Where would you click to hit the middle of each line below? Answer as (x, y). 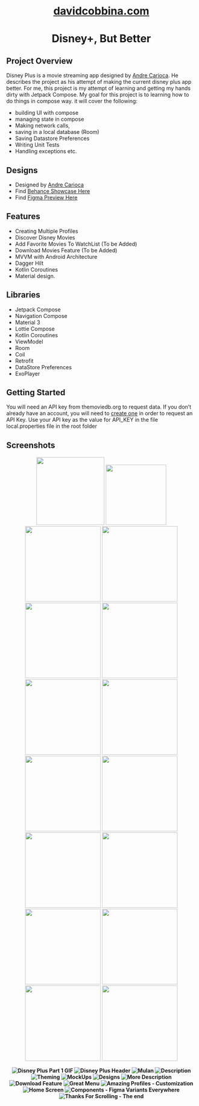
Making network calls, (43, 126)
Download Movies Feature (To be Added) (66, 250)
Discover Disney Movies (45, 237)
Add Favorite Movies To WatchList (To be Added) (76, 244)
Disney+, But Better (101, 39)
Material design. (35, 276)
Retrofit (24, 361)
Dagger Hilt (29, 263)
